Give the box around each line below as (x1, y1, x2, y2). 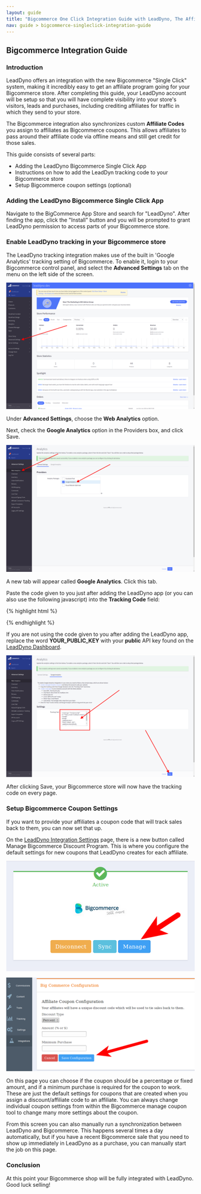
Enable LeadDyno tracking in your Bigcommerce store (6, 238, 166, 246)
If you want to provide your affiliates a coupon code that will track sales (6, 818, 182, 825)
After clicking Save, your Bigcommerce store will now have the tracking (6, 783, 182, 790)
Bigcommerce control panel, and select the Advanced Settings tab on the (6, 264, 189, 271)
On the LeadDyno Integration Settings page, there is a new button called (6, 836, 184, 843)
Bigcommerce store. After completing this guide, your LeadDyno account (6, 90, 187, 97)
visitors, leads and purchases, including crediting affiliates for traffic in (6, 102, 180, 110)
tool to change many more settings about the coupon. (6, 1109, 139, 1116)
